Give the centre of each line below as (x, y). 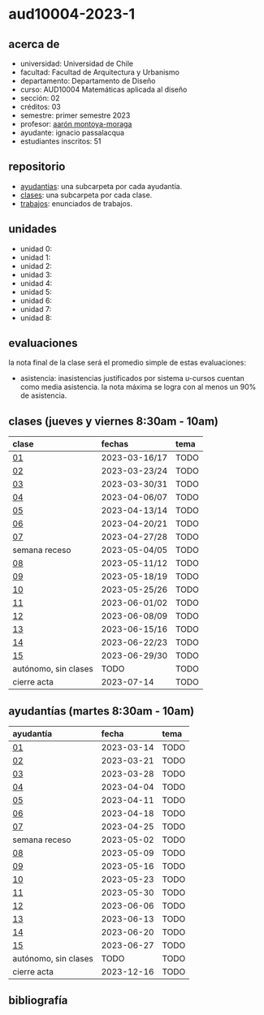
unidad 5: (36, 292)
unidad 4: (36, 283)
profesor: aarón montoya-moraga (76, 124)
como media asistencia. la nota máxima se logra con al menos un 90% (138, 387)
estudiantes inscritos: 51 (61, 141)
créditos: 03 (40, 107)
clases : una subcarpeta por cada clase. (86, 195)
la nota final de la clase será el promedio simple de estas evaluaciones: (127, 363)
